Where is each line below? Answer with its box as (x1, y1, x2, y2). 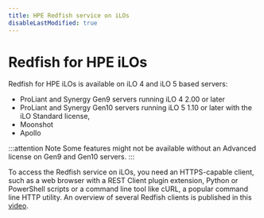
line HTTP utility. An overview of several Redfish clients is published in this (8, 193, 252, 202)
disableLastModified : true (8, 19, 98, 27)
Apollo (19, 128, 41, 138)
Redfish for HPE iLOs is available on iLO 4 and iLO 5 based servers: (8, 79, 228, 89)
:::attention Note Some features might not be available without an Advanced (8, 143, 257, 153)
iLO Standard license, (19, 112, 90, 121)
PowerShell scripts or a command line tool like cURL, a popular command (8, 184, 249, 194)
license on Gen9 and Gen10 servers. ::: (8, 152, 135, 162)
